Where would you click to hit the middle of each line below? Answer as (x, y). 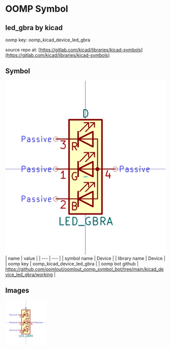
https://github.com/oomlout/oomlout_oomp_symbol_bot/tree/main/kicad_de (84, 269)
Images (17, 291)
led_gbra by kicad (34, 28)
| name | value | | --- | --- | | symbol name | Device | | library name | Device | (85, 258)
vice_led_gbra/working (29, 274)
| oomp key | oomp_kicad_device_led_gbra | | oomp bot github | (72, 263)
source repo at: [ (23, 50)
